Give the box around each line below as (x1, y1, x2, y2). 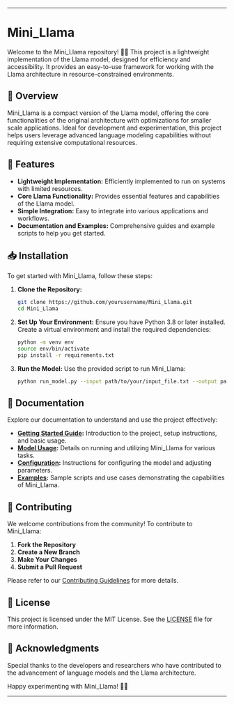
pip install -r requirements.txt (17, 351, 115, 359)
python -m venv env (17, 339, 75, 346)
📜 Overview (7, 90, 58, 102)
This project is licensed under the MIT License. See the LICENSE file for (7, 615, 213, 624)
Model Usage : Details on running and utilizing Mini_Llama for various (17, 444, 216, 452)
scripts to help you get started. (17, 229, 106, 237)
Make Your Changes (17, 556, 78, 564)
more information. (7, 622, 58, 631)
